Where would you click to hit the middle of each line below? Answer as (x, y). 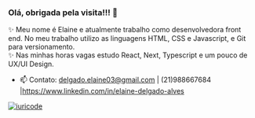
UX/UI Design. (31, 64)
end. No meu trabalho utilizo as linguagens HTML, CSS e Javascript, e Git (127, 39)
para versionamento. (42, 47)
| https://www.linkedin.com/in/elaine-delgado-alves (102, 91)
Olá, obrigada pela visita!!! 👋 (63, 13)
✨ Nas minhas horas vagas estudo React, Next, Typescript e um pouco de (128, 55)
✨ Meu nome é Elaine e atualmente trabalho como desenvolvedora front (125, 30)
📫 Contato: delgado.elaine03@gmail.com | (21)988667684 (115, 80)
